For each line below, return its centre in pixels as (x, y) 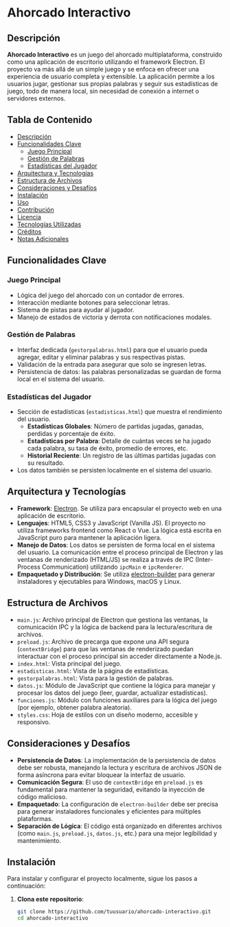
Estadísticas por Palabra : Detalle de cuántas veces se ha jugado (119, 441)
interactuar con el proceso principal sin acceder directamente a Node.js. (119, 656)
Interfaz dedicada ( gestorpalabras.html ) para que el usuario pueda (112, 349)
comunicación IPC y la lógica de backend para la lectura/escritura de (115, 626)
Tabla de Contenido (50, 120)
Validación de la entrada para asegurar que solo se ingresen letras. (112, 364)
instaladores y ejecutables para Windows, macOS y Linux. (99, 581)
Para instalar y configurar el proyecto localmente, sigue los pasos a (102, 879)
